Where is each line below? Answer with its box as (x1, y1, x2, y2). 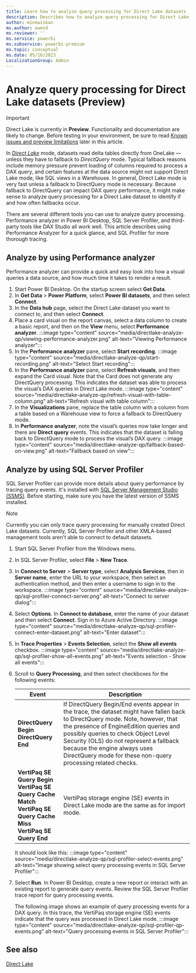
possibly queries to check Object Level (63, 729, 170, 738)
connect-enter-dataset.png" (14, 629, 83, 636)
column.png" (14, 398, 46, 405)
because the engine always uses (63, 744, 153, 752)
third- (171, 217, 185, 224)
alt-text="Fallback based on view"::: (48, 447, 135, 454)
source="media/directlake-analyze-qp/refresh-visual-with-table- (14, 392, 171, 399)
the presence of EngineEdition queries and (63, 722, 180, 731)
